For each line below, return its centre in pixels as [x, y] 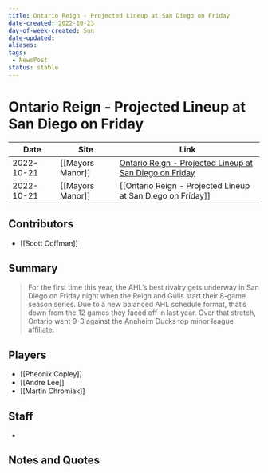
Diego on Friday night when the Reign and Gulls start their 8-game [136, 296]
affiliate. [41, 330]
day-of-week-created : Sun [51, 30]
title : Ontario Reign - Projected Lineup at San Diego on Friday [119, 16]
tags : [17, 53]
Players [28, 355]
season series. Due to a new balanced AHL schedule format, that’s [137, 305]
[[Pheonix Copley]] [51, 374]
